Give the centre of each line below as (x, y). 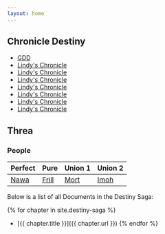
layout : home (26, 13)
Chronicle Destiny (46, 42)
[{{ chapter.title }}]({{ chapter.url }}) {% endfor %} (88, 224)
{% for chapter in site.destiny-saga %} (62, 210)
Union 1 (77, 168)
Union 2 (110, 168)
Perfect (23, 168)
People (19, 150)
